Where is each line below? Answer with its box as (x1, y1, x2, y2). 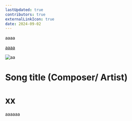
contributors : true (5, 12, 46, 17)
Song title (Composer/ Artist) (5, 72, 128, 83)
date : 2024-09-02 (5, 21, 41, 26)
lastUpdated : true (5, 7, 43, 12)
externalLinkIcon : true (5, 16, 55, 21)
